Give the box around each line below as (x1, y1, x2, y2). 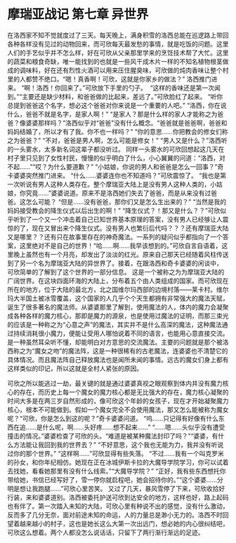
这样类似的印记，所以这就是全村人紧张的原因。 (7, 364, 143, 373)
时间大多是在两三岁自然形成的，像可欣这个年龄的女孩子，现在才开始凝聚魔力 (7, 396, 229, 405)
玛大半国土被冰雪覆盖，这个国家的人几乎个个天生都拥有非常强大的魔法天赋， (7, 294, 229, 302)
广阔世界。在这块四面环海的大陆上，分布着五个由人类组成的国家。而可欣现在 (7, 276, 229, 285)
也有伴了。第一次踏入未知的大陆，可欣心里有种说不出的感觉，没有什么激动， (7, 502, 229, 510)
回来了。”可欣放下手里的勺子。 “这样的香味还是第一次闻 (60, 83, 221, 92)
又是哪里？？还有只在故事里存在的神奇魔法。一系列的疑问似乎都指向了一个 (7, 232, 223, 241)
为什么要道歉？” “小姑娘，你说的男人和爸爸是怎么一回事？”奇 (47, 162, 224, 170)
